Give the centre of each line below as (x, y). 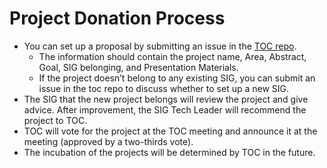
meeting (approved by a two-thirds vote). (108, 141)
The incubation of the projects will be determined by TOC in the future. (169, 152)
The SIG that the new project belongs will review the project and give (166, 99)
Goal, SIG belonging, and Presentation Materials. (138, 67)
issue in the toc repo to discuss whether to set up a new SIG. (164, 88)
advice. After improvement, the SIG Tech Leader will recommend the (165, 109)
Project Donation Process (117, 18)
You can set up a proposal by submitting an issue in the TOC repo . (160, 46)
